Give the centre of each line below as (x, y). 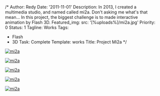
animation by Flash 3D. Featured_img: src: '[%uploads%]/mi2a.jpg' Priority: (80, 22)
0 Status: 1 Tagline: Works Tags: (37, 27)
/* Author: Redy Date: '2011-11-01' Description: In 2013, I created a (71, 7)
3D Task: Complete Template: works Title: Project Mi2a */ (69, 42)
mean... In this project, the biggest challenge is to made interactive (72, 17)
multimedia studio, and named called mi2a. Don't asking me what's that (76, 12)
